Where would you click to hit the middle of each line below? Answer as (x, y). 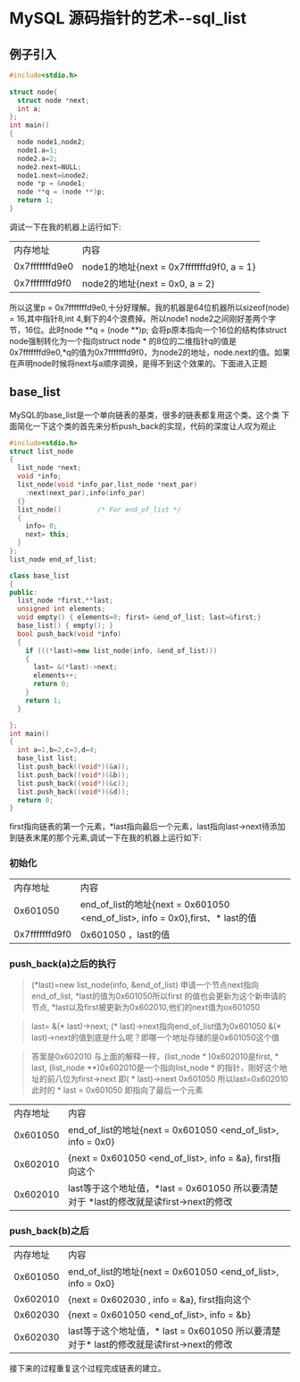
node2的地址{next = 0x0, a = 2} (148, 283)
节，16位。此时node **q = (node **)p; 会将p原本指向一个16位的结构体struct (148, 330)
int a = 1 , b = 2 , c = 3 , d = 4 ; (58, 750)
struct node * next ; (54, 100)
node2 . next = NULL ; (50, 167)
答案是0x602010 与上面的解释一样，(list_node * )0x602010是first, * (155, 1056)
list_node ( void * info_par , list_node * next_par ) (108, 485)
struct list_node (42, 451)
